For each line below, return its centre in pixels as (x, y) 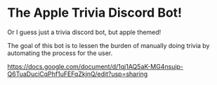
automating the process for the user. (60, 53)
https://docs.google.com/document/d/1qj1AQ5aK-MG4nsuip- (96, 66)
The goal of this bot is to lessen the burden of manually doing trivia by (108, 45)
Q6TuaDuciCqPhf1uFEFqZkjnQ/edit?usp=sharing (78, 74)
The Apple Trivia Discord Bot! (95, 13)
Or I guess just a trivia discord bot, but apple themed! (84, 32)
